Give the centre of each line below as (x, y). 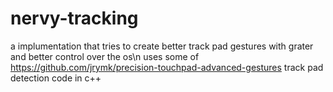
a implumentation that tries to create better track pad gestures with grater (162, 46)
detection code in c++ (56, 78)
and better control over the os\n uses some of (105, 56)
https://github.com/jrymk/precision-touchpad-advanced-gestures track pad (167, 67)
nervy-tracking (74, 18)
